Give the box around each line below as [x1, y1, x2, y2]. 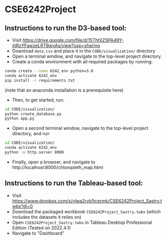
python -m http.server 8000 [5, 150, 64, 155]
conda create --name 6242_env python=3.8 [5, 68, 94, 73]
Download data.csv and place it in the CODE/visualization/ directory [12, 48, 155, 54]
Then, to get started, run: [12, 97, 64, 103]
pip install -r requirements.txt [5, 77, 75, 83]
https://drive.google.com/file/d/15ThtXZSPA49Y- [22, 37, 124, 43]
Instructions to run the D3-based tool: [5, 24, 127, 32]
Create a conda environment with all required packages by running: [12, 59, 153, 64]
